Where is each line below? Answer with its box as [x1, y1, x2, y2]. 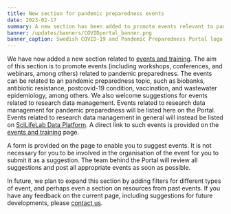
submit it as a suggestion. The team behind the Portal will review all [7, 156, 198, 164]
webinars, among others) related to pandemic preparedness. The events [7, 70, 212, 78]
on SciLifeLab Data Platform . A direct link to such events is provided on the [7, 121, 219, 129]
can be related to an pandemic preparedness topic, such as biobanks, [7, 77, 205, 85]
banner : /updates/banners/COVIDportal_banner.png [7, 29, 153, 37]
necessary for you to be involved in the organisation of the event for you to [7, 149, 219, 157]
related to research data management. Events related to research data [7, 99, 206, 107]
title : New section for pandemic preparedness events [7, 10, 165, 17]
